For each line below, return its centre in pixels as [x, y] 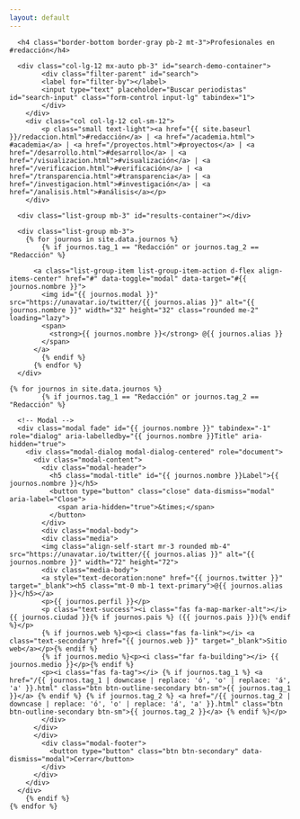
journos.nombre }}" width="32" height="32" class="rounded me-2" [134, 310]
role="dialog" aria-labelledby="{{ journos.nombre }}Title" [124, 436]
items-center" [36, 279]
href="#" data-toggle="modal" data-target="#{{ [156, 279]
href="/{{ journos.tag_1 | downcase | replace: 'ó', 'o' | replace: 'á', [150, 680]
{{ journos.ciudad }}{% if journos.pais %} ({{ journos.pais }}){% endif [150, 617]
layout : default [40, 18]
